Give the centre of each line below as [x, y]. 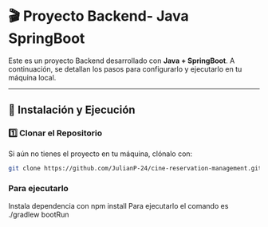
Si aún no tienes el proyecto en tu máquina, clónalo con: [100, 154]
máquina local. [32, 77]
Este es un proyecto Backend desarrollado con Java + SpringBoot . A [122, 61]
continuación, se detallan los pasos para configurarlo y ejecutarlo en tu [125, 68]
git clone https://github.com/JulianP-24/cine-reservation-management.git [135, 168]
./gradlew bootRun [39, 214]
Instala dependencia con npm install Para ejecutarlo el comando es [118, 205]
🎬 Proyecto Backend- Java [99, 16]
